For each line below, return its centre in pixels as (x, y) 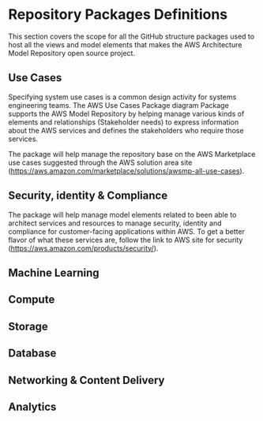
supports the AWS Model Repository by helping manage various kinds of (126, 114)
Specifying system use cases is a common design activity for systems (122, 97)
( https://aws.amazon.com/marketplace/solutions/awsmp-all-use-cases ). (126, 170)
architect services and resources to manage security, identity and (115, 223)
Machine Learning (54, 272)
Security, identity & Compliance (88, 196)
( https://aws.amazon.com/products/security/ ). (83, 248)
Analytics (32, 406)
